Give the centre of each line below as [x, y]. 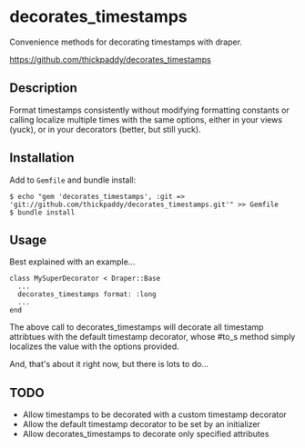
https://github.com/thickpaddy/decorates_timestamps [110, 59]
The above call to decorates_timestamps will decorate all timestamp [137, 327]
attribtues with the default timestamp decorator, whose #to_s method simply [152, 337]
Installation [42, 158]
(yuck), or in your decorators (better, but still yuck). [106, 129]
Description [43, 88]
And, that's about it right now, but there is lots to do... [109, 364]
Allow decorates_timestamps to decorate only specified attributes [146, 434]
